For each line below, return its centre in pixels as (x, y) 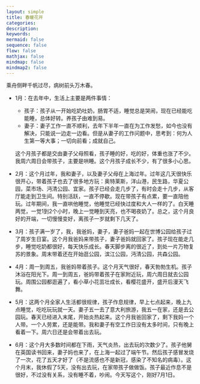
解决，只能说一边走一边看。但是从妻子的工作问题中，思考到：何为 (105, 133)
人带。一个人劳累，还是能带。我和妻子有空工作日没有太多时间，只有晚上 (104, 325)
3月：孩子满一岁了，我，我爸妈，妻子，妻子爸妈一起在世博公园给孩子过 (103, 232)
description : (23, 28)
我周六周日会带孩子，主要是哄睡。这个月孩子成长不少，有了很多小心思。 (104, 161)
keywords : (19, 34)
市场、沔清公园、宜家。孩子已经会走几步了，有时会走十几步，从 (110, 189)
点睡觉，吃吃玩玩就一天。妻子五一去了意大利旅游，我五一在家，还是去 (102, 310)
